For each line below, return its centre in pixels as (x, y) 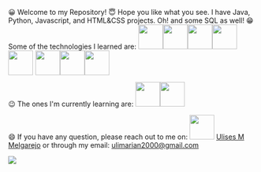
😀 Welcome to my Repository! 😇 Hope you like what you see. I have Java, (129, 12)
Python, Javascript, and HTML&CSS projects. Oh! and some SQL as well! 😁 (131, 20)
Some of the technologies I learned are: (72, 46)
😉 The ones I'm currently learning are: (71, 104)
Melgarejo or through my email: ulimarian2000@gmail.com (104, 145)
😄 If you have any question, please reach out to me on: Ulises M (126, 137)
